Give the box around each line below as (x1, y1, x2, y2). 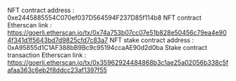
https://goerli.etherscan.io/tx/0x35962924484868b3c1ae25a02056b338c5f (7, 58, 229, 66)
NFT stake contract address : (109, 36, 194, 44)
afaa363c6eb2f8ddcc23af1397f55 (7, 66, 108, 74)
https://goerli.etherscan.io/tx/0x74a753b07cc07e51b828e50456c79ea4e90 (7, 28, 227, 37)
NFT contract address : (7, 6, 75, 14)
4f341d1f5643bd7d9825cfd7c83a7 (7, 36, 108, 44)
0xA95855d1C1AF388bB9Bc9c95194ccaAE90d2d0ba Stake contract (7, 44, 208, 51)
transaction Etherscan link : (7, 51, 87, 59)
